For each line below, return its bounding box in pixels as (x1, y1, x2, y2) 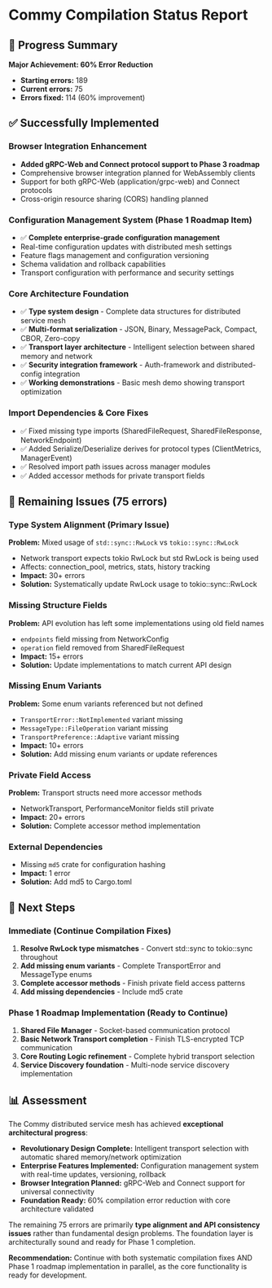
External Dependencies (8, 841, 103, 852)
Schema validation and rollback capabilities (20, 259, 166, 269)
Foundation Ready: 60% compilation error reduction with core (20, 1195, 230, 1206)
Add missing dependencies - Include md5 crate (20, 987, 183, 997)
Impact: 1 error (20, 869, 71, 878)
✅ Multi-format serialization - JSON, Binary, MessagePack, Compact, (20, 324, 258, 335)
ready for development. (8, 1270, 87, 1280)
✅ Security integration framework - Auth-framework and (20, 360, 215, 370)
